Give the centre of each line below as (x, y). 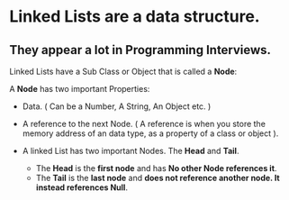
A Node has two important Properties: (80, 89)
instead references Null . (82, 187)
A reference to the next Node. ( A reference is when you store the (144, 124)
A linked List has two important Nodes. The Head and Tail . (131, 151)
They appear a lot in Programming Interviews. (140, 50)
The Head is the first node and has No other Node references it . (156, 168)
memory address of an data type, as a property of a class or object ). (150, 133)
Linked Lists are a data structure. (135, 17)
